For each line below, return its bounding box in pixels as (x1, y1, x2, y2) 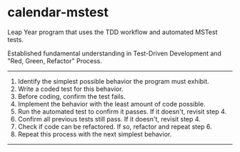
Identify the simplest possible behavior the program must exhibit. (17, 77, 209, 85)
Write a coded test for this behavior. (17, 85, 124, 93)
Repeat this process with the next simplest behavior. (17, 129, 172, 139)
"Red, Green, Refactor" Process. (7, 56, 102, 65)
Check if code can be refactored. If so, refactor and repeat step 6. (17, 122, 212, 131)
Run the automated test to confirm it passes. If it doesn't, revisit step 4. (17, 107, 227, 116)
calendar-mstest (7, 4, 109, 21)
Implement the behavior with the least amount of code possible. (17, 99, 206, 108)
